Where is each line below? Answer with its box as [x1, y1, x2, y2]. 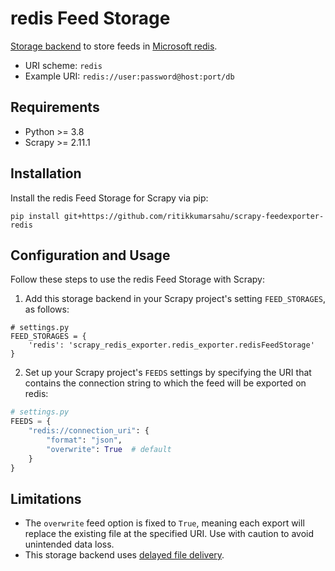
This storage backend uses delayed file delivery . [24, 549, 225, 561]
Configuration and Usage [10, 247, 171, 264]
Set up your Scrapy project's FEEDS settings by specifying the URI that [24, 367, 312, 379]
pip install [10, 211, 60, 221]
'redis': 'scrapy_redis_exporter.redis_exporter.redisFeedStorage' [28, 340, 315, 351]
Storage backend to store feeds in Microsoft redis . [10, 40, 218, 52]
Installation [10, 165, 82, 182]
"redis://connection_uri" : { [28, 426, 150, 436]
